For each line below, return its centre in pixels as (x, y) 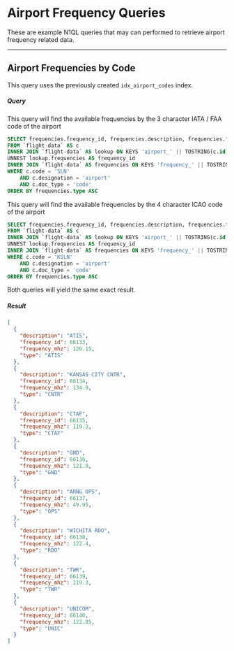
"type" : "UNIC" (42, 628)
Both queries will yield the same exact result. (71, 290)
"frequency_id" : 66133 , (54, 343)
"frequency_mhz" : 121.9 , (56, 466)
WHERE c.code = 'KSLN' (40, 257)
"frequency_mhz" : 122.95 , (57, 622)
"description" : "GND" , (53, 452)
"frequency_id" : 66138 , (54, 537)
